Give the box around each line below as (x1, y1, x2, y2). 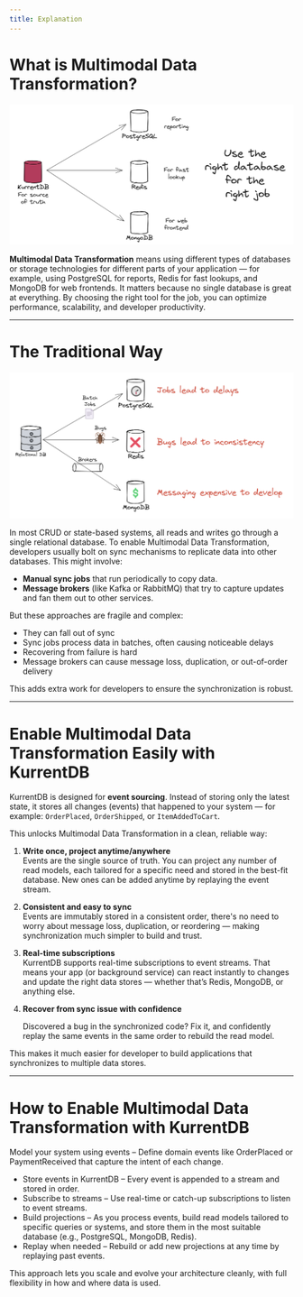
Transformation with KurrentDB (9, 1117, 250, 1137)
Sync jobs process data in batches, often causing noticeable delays (22, 637, 274, 648)
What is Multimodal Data (9, 54, 197, 75)
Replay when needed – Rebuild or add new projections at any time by (22, 1241, 280, 1252)
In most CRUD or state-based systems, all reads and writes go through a (9, 528, 279, 538)
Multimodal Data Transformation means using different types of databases (9, 253, 291, 265)
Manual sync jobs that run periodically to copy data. (22, 574, 218, 584)
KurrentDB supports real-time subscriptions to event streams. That (22, 957, 271, 969)
